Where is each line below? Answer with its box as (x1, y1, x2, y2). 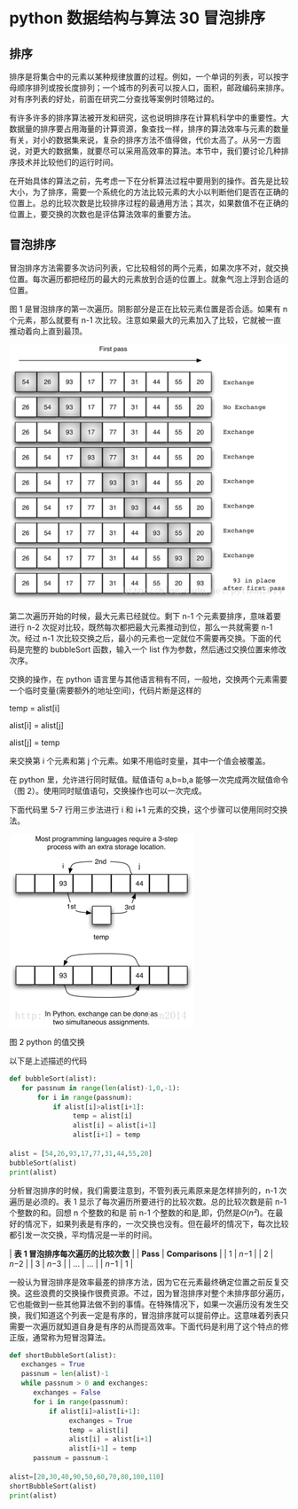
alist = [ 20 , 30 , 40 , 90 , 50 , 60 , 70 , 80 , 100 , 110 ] (9, 1472, 165, 1481)
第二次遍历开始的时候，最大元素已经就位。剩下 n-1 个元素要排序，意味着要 (9, 610, 282, 621)
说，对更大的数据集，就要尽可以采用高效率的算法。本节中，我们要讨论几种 (9, 145, 281, 156)
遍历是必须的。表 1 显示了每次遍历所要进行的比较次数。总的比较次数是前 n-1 (9, 1196, 286, 1206)
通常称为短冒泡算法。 (32, 1332, 111, 1342)
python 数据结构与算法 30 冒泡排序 (9, 8, 266, 28)
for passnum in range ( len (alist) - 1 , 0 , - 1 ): (20, 1083, 181, 1092)
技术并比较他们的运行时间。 (16, 157, 118, 167)
